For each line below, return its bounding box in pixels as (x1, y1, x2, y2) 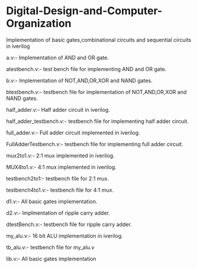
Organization (6, 17, 72, 30)
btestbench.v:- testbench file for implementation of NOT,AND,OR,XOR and (6, 88, 187, 95)
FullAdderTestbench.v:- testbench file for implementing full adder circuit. (6, 140, 183, 147)
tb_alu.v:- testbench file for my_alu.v (6, 244, 95, 251)
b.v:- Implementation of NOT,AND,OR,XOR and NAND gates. (6, 77, 153, 84)
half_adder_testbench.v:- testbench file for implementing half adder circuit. (6, 117, 189, 125)
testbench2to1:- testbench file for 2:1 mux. (6, 175, 109, 182)
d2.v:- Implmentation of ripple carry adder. (6, 209, 111, 217)
